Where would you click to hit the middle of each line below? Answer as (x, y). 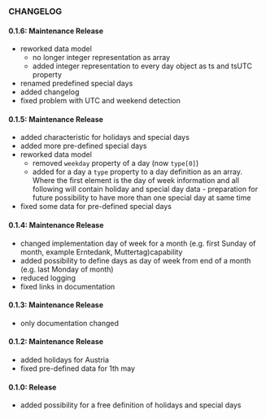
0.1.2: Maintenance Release (56, 342)
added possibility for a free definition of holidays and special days (131, 405)
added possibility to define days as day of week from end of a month (135, 260)
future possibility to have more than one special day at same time (142, 198)
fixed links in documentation (68, 286)
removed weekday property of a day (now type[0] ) (116, 163)
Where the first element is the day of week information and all (136, 181)
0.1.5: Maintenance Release (56, 119)
